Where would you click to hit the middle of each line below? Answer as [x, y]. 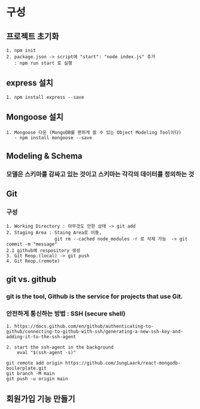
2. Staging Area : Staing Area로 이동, [54, 232]
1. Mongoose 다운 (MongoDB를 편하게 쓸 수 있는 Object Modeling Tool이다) [94, 133]
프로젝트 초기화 [33, 36]
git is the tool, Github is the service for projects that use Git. [95, 296]
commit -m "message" [32, 244]
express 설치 [30, 83]
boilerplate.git [26, 369]
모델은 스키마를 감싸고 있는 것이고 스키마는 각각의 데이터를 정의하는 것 [100, 174]
